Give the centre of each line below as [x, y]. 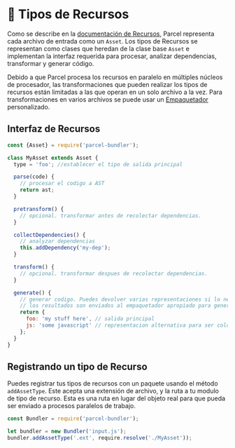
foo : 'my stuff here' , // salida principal [90, 319]
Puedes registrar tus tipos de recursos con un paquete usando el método [113, 383]
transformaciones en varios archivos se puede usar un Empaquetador [108, 99]
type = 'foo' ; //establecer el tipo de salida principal [98, 164]
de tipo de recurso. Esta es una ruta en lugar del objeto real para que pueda [116, 398]
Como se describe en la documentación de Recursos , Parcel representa [111, 34]
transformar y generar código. [51, 63]
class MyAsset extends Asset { [53, 158]
